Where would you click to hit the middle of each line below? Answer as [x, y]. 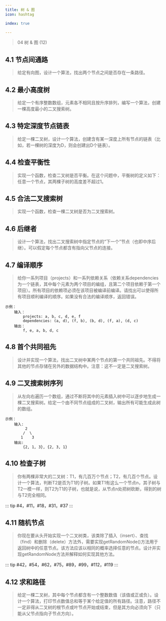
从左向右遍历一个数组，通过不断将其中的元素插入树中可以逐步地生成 [87, 396]
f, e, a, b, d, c [41, 331]
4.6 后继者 [21, 228]
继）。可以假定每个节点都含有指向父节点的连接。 [66, 248]
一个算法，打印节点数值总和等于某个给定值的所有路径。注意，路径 [89, 601]
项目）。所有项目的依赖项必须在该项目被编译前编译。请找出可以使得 [86, 290]
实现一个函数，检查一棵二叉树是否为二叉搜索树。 [67, 211]
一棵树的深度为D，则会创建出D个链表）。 [72, 145]
